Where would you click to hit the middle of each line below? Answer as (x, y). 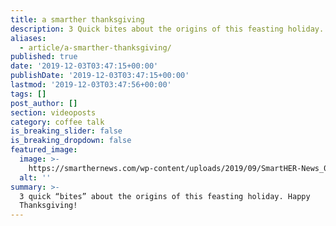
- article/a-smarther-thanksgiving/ (95, 47)
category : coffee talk (57, 122)
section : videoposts (53, 112)
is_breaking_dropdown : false (71, 141)
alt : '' (35, 177)
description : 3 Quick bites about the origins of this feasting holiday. (167, 29)
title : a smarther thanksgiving (77, 19)
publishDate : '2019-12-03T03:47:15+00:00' (100, 76)
